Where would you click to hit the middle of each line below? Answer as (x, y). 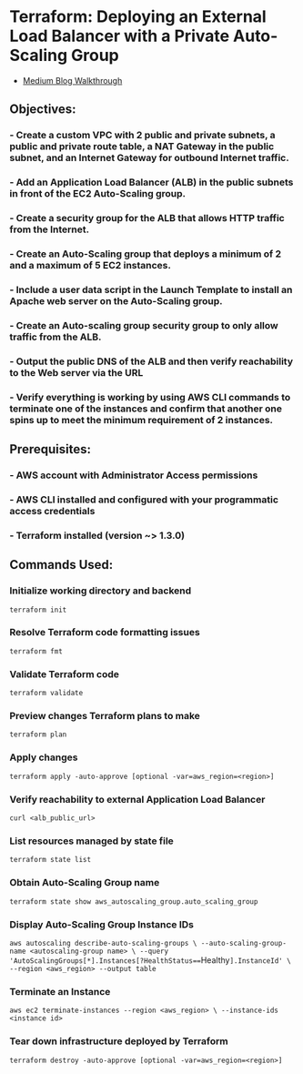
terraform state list (50, 860)
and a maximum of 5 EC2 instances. (90, 266)
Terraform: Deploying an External (138, 17)
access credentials (52, 511)
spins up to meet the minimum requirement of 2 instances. (141, 420)
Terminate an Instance (60, 991)
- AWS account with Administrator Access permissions (134, 475)
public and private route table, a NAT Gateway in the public (142, 147)
